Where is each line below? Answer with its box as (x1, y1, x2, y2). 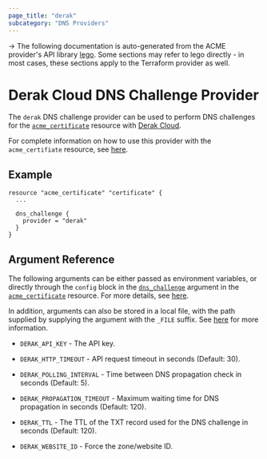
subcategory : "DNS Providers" (8, 19, 110, 27)
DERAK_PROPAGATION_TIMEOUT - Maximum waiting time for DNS (19, 394, 220, 403)
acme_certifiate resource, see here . (8, 144, 129, 154)
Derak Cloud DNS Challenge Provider (8, 85, 260, 104)
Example (8, 168, 53, 181)
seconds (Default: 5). (19, 378, 90, 388)
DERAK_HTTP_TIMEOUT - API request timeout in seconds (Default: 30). (19, 354, 241, 364)
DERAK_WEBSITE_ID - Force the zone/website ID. (19, 441, 173, 451)
